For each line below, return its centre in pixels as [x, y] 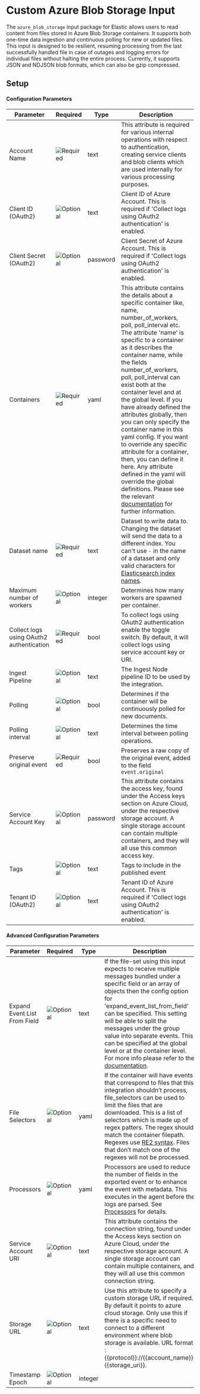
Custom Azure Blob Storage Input [91, 10]
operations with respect [154, 139]
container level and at [151, 392]
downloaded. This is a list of [143, 1112]
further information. [148, 511]
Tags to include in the [151, 865]
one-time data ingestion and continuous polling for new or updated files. [95, 39]
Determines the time [149, 726]
